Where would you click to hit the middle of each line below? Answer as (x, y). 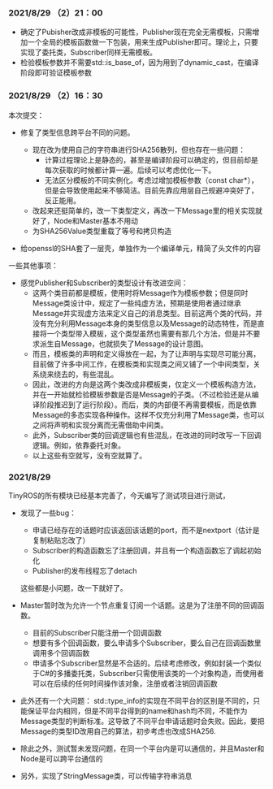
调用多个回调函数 (61, 652)
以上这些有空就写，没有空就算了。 (89, 455)
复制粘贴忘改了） (61, 540)
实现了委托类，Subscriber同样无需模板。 (88, 52)
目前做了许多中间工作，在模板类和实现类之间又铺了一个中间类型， (143, 364)
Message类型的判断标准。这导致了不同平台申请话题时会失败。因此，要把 (142, 721)
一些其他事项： (33, 265)
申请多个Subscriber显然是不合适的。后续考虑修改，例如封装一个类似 (147, 663)
